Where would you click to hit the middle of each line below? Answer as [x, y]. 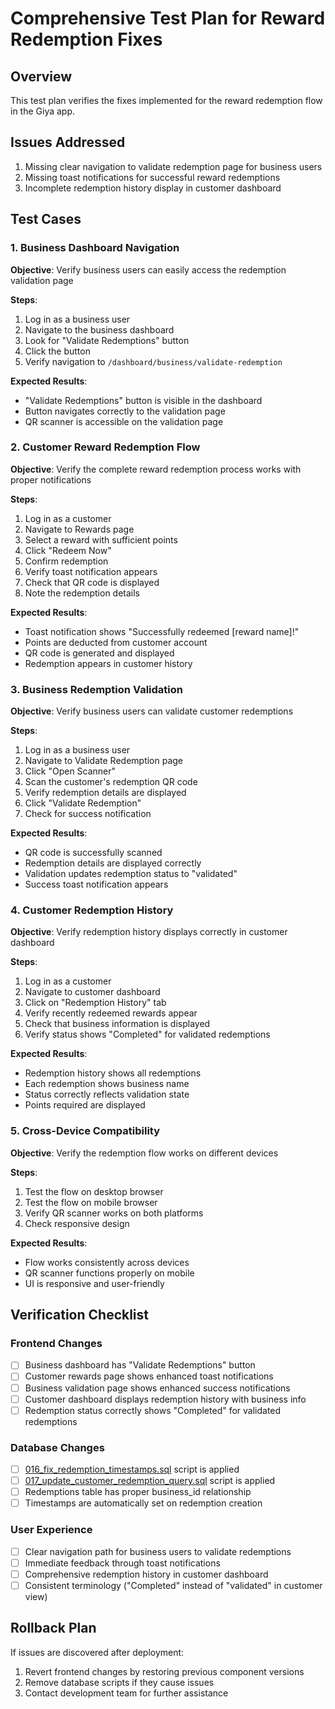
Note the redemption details [82, 593]
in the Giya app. [43, 111]
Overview [41, 76]
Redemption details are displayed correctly [113, 863]
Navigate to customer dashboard [92, 992]
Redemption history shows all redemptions [113, 1073]
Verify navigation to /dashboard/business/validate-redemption [153, 361]
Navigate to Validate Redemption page [104, 761]
